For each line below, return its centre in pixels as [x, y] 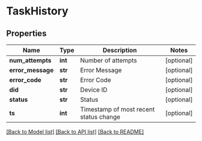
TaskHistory [37, 11]
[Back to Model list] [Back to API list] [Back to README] [75, 132]
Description [120, 50]
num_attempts [30, 60]
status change [100, 117]
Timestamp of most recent [118, 109]
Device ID [94, 90]
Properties [26, 33]
